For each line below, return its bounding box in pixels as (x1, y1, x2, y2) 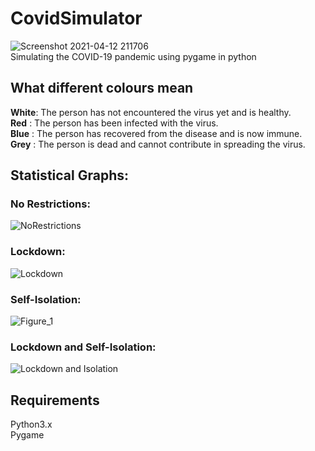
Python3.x (10, 418, 53, 431)
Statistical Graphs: (10, 167, 129, 184)
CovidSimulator (10, 7, 143, 30)
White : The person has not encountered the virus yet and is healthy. (10, 106, 292, 118)
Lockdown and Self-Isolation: (10, 340, 157, 354)
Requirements (10, 392, 100, 409)
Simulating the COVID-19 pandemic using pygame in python (10, 50, 257, 62)
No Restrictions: (10, 197, 91, 211)
